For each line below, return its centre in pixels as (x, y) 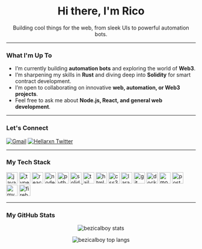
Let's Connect (27, 128)
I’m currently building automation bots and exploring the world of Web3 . (105, 69)
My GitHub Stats (31, 215)
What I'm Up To (29, 55)
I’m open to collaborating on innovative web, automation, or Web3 (97, 88)
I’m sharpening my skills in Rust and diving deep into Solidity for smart (103, 75)
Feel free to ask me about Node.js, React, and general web (88, 100)
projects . (26, 94)
